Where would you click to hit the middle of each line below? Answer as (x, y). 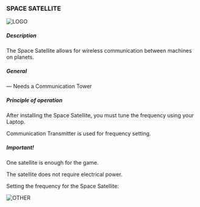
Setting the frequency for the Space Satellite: (63, 186)
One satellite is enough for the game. (53, 163)
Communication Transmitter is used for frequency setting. (79, 134)
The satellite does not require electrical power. (64, 174)
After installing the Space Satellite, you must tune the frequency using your (100, 116)
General (17, 71)
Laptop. (16, 122)
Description (22, 35)
